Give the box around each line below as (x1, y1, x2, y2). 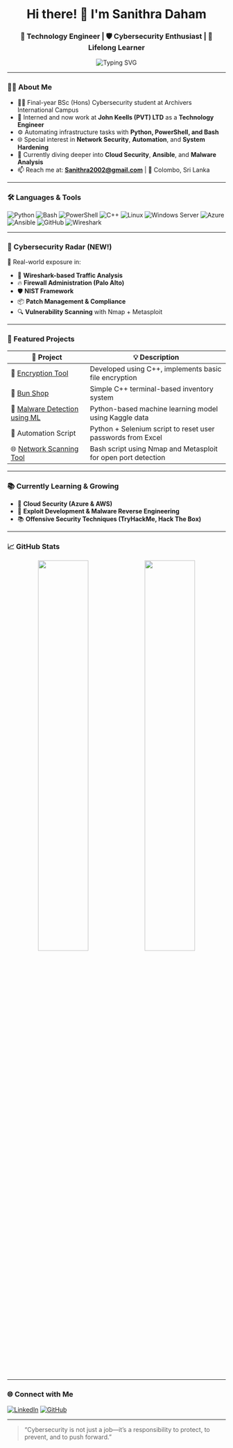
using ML (10, 413, 41, 422)
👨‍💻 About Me (7, 83, 52, 92)
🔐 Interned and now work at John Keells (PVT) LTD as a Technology (17, 113, 214, 121)
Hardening (17, 142, 49, 151)
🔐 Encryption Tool (10, 368, 69, 378)
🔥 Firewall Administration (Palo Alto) (17, 279, 125, 287)
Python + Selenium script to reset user (89, 424, 215, 434)
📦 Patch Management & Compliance (17, 297, 126, 306)
